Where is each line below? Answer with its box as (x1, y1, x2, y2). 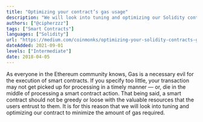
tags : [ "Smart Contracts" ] (6, 25, 74, 32)
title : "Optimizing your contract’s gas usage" (6, 8, 129, 15)
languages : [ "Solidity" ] (6, 31, 69, 37)
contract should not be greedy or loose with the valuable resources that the (6, 96, 195, 103)
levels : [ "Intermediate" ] (6, 48, 71, 54)
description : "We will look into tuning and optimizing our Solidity (6, 14, 185, 21)
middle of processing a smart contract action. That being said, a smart (6, 89, 181, 97)
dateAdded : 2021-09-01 (6, 43, 63, 49)
